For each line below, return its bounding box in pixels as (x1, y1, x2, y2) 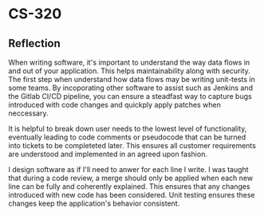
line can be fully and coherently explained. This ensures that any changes (8, 182, 250, 191)
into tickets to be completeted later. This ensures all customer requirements (8, 141, 257, 150)
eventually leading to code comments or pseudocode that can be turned (8, 132, 246, 142)
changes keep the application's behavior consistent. (8, 198, 180, 208)
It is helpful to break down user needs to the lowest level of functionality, (8, 124, 247, 133)
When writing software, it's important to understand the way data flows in (8, 57, 250, 67)
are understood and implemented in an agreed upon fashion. (8, 149, 207, 159)
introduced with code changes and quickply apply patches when (8, 100, 222, 109)
